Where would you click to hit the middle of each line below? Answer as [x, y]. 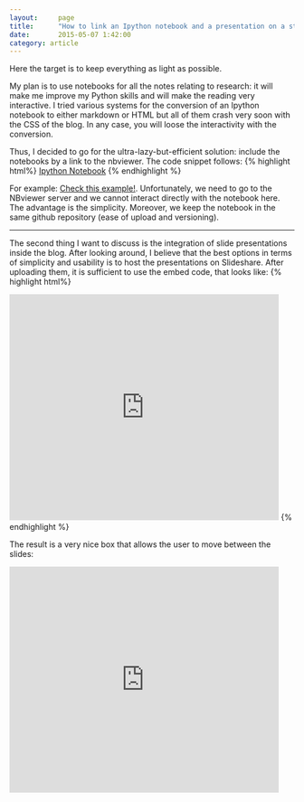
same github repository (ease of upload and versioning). [114, 217]
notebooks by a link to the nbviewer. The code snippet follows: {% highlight [150, 161]
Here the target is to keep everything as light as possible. [116, 69]
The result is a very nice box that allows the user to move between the [140, 544]
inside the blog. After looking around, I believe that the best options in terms [151, 253]
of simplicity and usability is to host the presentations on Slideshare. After [147, 262]
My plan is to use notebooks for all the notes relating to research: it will [141, 86]
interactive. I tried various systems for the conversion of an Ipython [134, 106]
